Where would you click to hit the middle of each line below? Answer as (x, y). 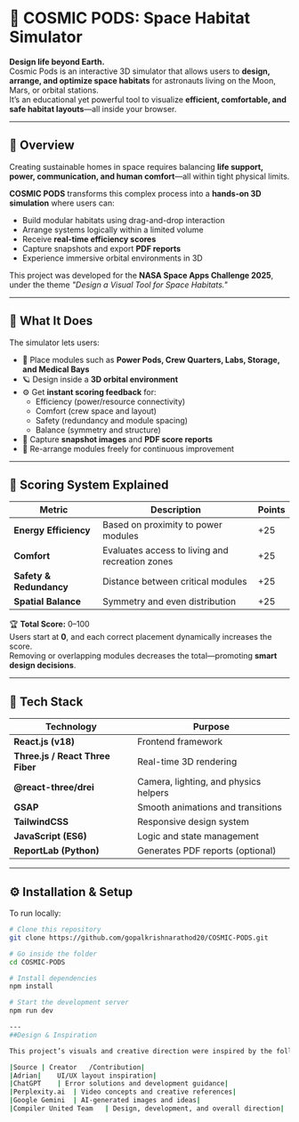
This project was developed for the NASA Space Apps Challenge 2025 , (141, 275)
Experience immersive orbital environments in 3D (112, 258)
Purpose (211, 727)
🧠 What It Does (51, 321)
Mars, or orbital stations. (54, 90)
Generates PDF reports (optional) (207, 851)
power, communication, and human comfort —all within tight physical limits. (149, 176)
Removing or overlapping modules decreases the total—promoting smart (143, 656)
